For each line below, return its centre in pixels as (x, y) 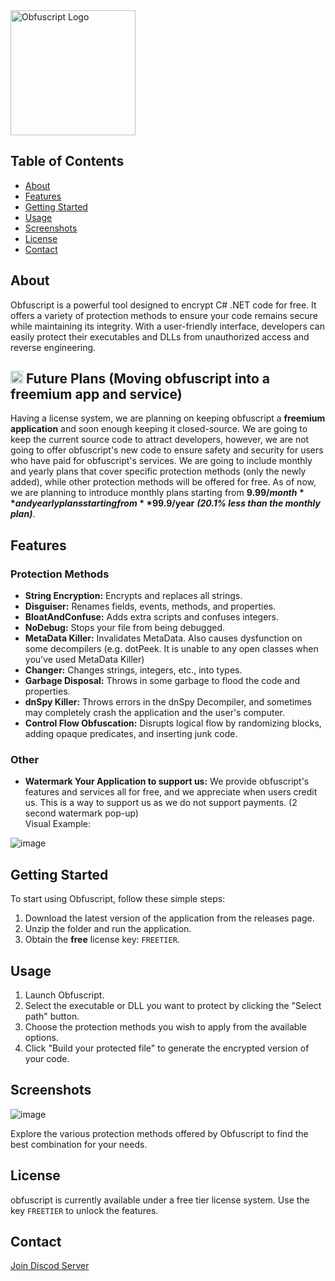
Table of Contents (67, 161)
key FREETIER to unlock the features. (84, 1210)
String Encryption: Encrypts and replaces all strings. (133, 596)
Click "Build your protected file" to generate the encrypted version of (167, 1048)
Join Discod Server (50, 1266)
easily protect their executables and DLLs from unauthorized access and (160, 336)
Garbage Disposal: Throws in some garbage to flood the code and (162, 681)
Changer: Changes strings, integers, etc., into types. (133, 670)
